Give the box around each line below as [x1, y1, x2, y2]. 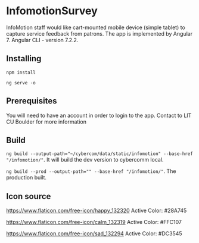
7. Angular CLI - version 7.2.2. [6, 36, 79, 43]
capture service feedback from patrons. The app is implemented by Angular [6, 30, 192, 37]
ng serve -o [6, 80, 36, 86]
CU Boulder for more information [6, 118, 86, 125]
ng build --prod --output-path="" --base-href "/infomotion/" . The [6, 168, 176, 175]
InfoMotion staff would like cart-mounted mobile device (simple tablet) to [6, 24, 186, 31]
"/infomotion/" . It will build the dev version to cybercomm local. [6, 156, 164, 163]
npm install [6, 70, 36, 75]
